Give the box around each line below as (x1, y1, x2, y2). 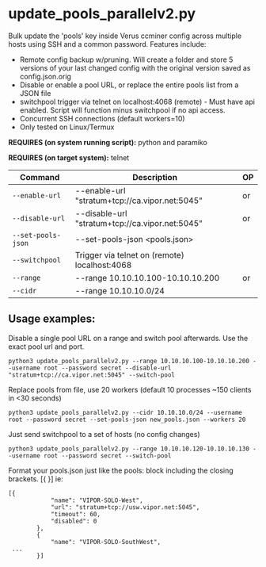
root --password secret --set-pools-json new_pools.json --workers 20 (8, 416, 246, 423)
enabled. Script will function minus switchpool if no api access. (19, 105, 226, 115)
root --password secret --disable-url (43, 364, 172, 372)
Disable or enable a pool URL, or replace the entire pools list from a (19, 80, 239, 90)
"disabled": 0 (50, 517, 97, 525)
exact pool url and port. (8, 342, 85, 351)
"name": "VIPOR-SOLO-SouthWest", (50, 538, 161, 546)
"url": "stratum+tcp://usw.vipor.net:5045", (50, 503, 200, 511)
